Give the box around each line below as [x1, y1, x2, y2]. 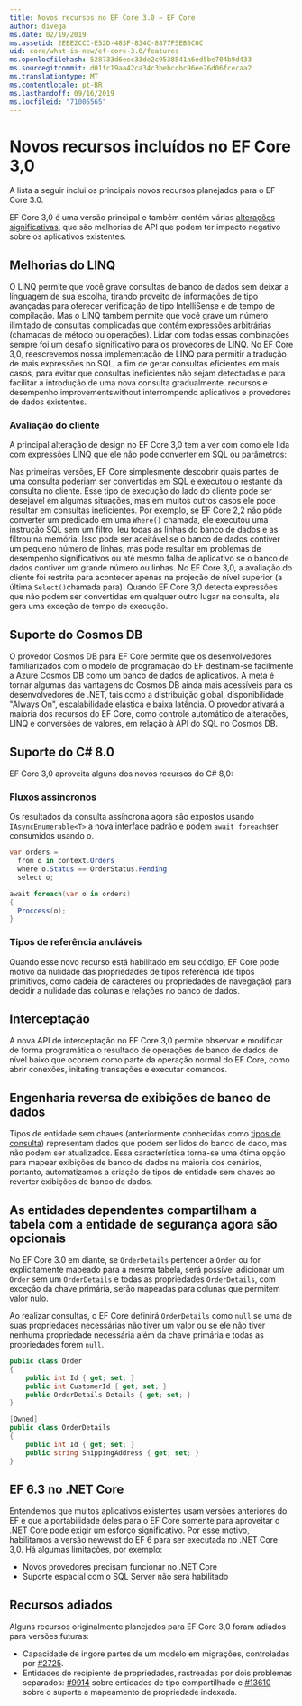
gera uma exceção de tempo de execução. [9, 601, 169, 612]
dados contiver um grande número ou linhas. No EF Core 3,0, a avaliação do [9, 562, 293, 573]
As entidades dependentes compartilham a [9, 1202, 257, 1218]
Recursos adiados [9, 1597, 113, 1612]
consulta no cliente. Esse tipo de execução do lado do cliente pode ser [9, 486, 272, 496]
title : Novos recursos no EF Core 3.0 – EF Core [9, 13, 196, 23]
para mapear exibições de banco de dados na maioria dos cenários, [9, 1157, 262, 1168]
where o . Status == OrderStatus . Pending [17, 865, 168, 874]
